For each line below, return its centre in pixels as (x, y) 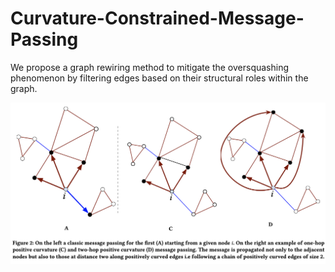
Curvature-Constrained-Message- (157, 18)
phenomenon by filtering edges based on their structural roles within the (159, 78)
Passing (44, 39)
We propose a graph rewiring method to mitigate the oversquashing (150, 67)
